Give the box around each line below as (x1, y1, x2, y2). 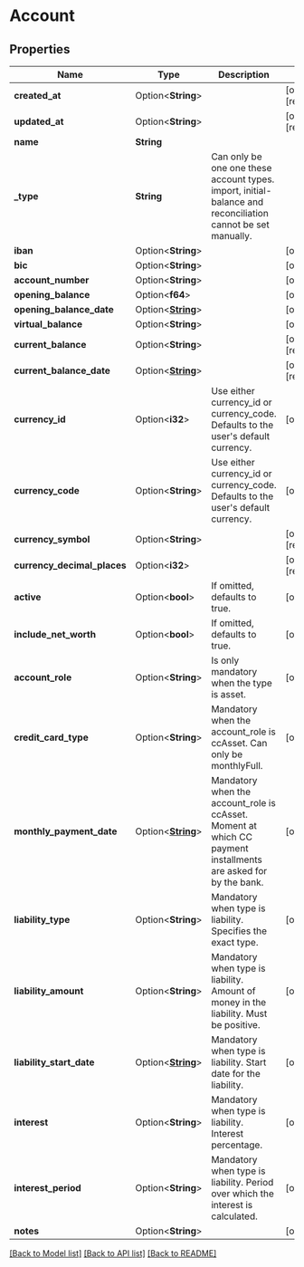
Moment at (211, 820, 258, 831)
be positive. (211, 1019, 261, 1031)
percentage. (211, 1138, 263, 1151)
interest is (211, 1199, 253, 1211)
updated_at (14, 115, 64, 128)
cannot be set (211, 218, 270, 231)
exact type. (211, 936, 259, 948)
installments (211, 853, 262, 866)
